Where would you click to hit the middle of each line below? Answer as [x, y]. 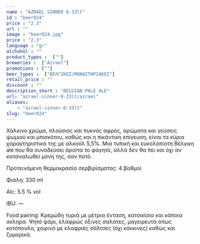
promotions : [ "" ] [29, 68]
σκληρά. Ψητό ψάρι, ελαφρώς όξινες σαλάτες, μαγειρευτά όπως [89, 222]
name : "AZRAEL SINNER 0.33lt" [46, 12]
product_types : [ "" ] [35, 57]
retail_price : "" [29, 80]
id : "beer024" [25, 18]
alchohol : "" [24, 52]
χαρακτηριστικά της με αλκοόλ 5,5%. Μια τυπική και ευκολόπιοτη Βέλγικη [100, 144]
